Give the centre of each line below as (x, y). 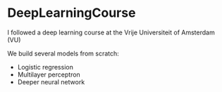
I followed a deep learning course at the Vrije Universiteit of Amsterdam (111, 32)
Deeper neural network (51, 81)
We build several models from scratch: (63, 53)
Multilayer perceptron (49, 74)
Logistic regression (45, 67)
